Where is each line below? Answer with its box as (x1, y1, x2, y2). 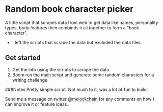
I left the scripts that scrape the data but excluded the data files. (12, 39, 142, 45)
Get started (5, 54, 41, 62)
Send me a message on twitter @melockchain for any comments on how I (5, 96, 154, 102)
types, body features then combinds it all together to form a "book (5, 24, 139, 30)
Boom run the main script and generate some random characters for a (12, 72, 154, 78)
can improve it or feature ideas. (5, 101, 69, 107)
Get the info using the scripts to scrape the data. (12, 67, 110, 72)
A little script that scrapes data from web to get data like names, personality (5, 20, 159, 25)
